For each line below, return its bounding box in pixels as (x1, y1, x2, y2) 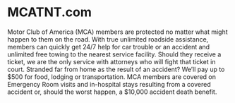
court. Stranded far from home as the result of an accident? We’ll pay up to (7, 65, 225, 73)
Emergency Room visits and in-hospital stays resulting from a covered (7, 80, 212, 88)
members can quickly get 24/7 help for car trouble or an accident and (7, 42, 210, 51)
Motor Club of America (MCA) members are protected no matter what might (7, 28, 228, 36)
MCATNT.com (7, 4, 92, 20)
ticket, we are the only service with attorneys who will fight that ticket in (7, 57, 216, 66)
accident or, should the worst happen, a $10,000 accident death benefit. (7, 87, 217, 96)
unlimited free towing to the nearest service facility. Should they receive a (7, 50, 222, 59)
